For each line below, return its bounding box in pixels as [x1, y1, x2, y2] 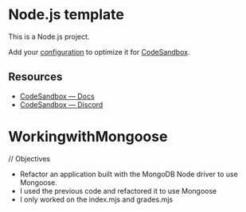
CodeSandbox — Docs [19, 91, 95, 101]
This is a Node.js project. [8, 32, 90, 41]
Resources [8, 70, 63, 84]
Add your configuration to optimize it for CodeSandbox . [8, 47, 190, 56]
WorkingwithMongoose [8, 127, 168, 145]
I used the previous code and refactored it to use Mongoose [19, 186, 217, 195]
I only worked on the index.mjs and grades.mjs [19, 195, 174, 204]
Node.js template [8, 6, 125, 24]
